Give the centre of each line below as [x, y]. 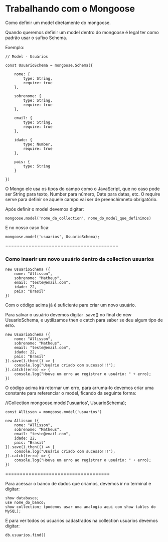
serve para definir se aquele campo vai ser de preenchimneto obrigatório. [81, 199]
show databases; [22, 498]
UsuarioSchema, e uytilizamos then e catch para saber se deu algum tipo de [84, 320]
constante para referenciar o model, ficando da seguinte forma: [71, 393]
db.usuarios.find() [26, 535]
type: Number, [38, 144]
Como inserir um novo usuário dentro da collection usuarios [80, 259]
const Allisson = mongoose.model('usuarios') [53, 412]
